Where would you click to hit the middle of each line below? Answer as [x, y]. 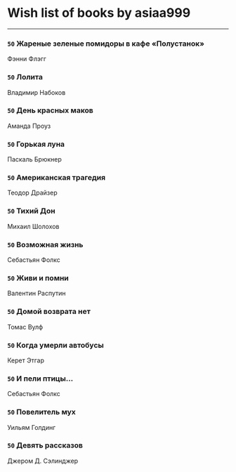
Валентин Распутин [37, 294]
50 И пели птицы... [40, 379]
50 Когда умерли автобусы [55, 345]
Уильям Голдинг [32, 427]
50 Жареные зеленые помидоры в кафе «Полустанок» [106, 44]
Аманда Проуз [29, 126]
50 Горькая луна [36, 144]
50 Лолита [25, 77]
